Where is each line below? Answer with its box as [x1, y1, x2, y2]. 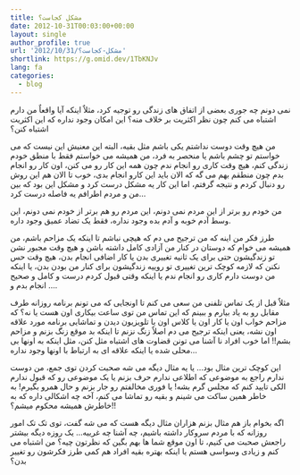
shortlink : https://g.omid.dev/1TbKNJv [10, 55, 159, 64]
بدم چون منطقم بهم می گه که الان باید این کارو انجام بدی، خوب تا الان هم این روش [10, 169, 284, 180]
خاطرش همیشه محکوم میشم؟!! [10, 400, 117, 411]
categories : [10, 72, 54, 81]
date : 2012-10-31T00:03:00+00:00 [10, 21, 135, 30]
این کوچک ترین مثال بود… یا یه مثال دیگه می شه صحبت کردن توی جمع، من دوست [10, 361, 282, 372]
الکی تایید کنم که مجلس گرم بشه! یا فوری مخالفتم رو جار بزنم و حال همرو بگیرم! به [10, 381, 287, 392]
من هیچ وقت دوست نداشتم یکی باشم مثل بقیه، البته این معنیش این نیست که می [10, 140, 276, 151]
